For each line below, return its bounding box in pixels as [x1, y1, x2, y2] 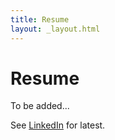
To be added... [10, 100, 70, 112]
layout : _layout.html [10, 24, 101, 34]
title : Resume [10, 14, 70, 25]
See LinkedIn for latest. [10, 119, 106, 131]
